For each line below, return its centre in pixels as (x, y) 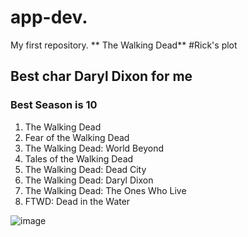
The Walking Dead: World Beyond (94, 148)
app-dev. (49, 17)
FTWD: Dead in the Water (77, 201)
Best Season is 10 (54, 105)
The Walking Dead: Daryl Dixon (89, 180)
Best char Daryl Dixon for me (101, 76)
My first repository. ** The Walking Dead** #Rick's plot (124, 45)
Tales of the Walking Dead (79, 158)
